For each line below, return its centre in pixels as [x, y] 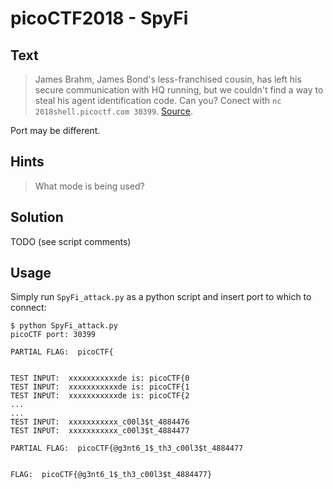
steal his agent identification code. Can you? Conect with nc [158, 100]
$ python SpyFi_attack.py [64, 326]
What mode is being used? [89, 186]
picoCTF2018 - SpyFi [99, 18]
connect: [28, 308]
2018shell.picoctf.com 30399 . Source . [113, 111]
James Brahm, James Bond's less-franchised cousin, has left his [168, 79]
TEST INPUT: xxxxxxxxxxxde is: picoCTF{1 [100, 387]
